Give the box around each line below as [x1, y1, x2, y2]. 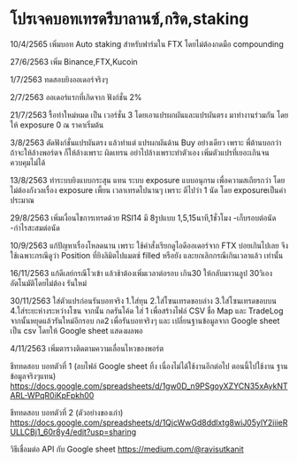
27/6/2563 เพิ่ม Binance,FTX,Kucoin [10, 56, 138, 66]
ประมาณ [10, 195, 34, 205]
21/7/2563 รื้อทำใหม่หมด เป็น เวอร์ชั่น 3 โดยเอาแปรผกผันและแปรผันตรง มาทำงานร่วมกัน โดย [10, 109, 289, 120]
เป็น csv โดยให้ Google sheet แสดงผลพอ [10, 325, 143, 336]
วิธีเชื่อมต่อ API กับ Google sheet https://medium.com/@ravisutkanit [10, 444, 244, 454]
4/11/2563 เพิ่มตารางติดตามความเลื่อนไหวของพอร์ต [10, 343, 164, 353]
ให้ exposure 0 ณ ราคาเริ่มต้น [10, 120, 104, 130]
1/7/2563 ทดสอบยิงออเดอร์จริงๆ [10, 73, 109, 84]
